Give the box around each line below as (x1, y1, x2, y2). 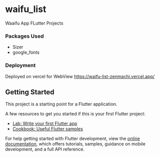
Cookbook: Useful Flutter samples (12, 126, 83, 132)
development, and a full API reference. (5, 146, 85, 152)
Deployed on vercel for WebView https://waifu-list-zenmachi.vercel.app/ (5, 73, 155, 79)
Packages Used (5, 33, 44, 40)
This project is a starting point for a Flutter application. (5, 101, 117, 107)
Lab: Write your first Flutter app (12, 120, 78, 126)
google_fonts (12, 49, 40, 56)
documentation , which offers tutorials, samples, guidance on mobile (5, 141, 145, 147)
